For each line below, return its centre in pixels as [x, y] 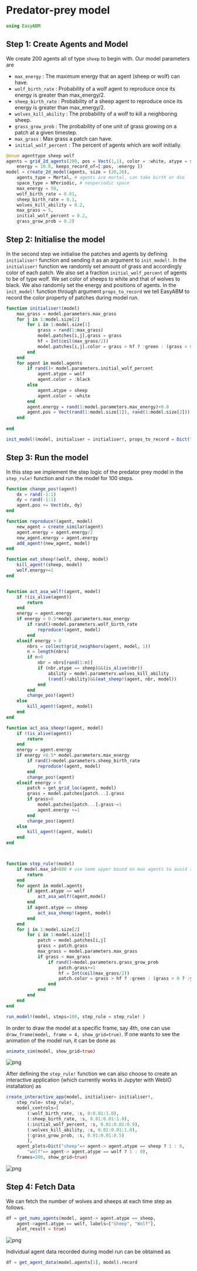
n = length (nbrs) [48, 652]
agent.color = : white [64, 396]
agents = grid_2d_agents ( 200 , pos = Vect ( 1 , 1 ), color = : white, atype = [97, 161]
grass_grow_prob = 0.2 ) [46, 221]
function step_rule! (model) [40, 864]
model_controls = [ [38, 1108]
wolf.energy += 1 [35, 570]
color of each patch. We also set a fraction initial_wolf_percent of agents [96, 272]
